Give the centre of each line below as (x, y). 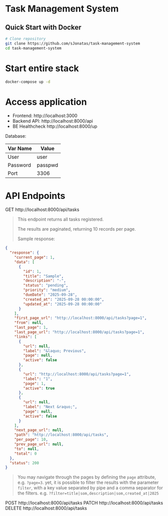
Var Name (20, 149)
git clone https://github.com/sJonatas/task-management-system (73, 43)
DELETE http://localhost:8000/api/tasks (46, 508)
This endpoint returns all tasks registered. (60, 220)
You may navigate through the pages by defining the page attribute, (87, 477)
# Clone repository (26, 39)
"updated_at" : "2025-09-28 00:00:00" (62, 304)
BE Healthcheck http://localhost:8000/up (55, 127)
